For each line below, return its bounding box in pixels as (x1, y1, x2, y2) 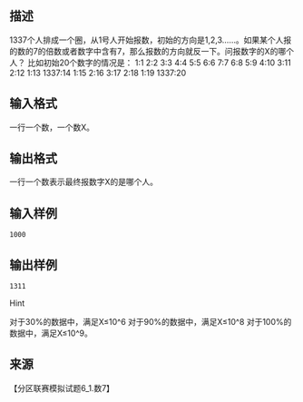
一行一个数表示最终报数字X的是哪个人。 (9, 176, 159, 188)
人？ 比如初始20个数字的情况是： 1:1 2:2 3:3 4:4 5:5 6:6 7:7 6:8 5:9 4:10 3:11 (9, 57, 292, 68)
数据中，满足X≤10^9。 (9, 328, 93, 338)
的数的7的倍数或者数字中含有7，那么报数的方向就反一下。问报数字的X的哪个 (9, 45, 295, 56)
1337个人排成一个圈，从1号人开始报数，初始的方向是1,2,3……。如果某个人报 (9, 34, 292, 45)
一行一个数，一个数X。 (9, 122, 95, 132)
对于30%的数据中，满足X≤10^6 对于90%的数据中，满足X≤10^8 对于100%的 (9, 317, 292, 328)
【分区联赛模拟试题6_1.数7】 (9, 382, 115, 393)
